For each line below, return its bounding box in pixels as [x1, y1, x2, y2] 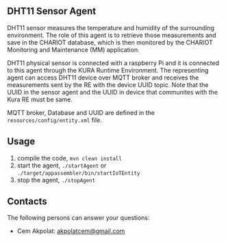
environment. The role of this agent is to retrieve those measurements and [7, 31, 217, 39]
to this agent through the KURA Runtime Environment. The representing [7, 66, 209, 74]
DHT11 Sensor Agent [7, 5, 97, 17]
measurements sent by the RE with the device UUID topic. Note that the [7, 80, 209, 88]
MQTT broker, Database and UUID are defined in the [7, 108, 155, 117]
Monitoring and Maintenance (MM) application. [7, 45, 140, 53]
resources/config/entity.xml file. [7, 116, 103, 124]
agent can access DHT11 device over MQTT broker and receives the [7, 73, 199, 82]
